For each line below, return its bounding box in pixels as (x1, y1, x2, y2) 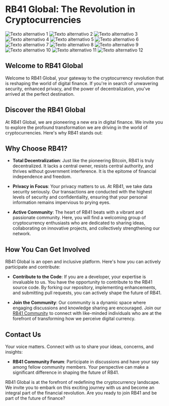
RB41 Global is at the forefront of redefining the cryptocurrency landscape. (5, 379, 160, 385)
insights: (5, 349, 23, 355)
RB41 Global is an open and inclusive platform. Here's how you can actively (5, 258, 161, 265)
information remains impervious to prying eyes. (12, 199, 111, 206)
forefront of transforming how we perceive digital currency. (12, 316, 136, 322)
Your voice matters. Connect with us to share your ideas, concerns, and (5, 344, 154, 350)
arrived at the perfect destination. (5, 91, 75, 97)
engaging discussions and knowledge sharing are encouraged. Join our (12, 305, 161, 311)
